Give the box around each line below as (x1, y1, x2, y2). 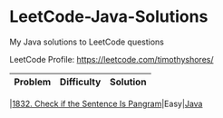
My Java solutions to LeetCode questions (9, 36, 165, 47)
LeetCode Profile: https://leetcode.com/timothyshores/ (9, 54, 214, 64)
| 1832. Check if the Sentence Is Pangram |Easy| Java (9, 98, 203, 109)
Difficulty (59, 75, 102, 88)
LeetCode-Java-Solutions (9, 6, 208, 27)
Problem (14, 75, 52, 88)
